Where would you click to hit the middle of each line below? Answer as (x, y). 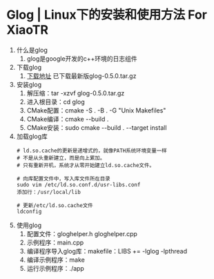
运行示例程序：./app (55, 268)
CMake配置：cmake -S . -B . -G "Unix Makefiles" (96, 110)
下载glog (29, 67)
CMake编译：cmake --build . (68, 119)
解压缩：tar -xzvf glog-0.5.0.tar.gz (76, 93)
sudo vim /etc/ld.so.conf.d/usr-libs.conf (78, 184)
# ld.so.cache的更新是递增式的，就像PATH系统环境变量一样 (91, 151)
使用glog (29, 225)
